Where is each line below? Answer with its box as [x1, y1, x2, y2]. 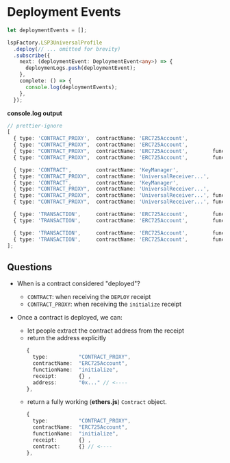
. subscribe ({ [13, 52, 51, 59]
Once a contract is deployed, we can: [16, 313, 123, 322]
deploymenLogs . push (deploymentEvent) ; [25, 64, 136, 72]
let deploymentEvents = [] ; [7, 27, 88, 34]
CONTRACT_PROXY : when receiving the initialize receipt [27, 300, 182, 309]
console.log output [7, 109, 63, 117]
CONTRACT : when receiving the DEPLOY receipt [27, 293, 151, 301]
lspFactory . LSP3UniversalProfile [7, 39, 103, 46]
